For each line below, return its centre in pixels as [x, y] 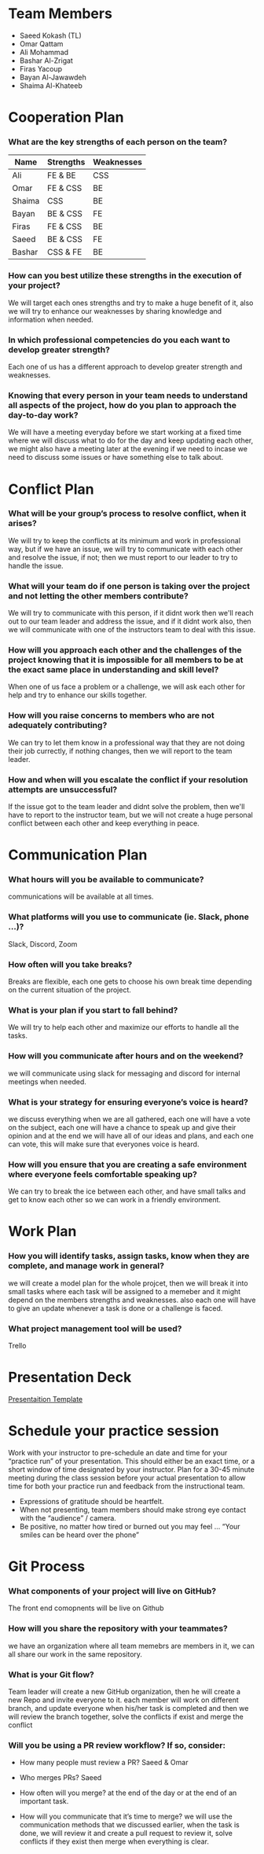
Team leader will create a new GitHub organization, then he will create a [125, 1691]
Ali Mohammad [44, 52]
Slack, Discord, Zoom [43, 944]
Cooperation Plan [66, 118]
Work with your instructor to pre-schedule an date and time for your [118, 1452]
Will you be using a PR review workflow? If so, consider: [117, 1745]
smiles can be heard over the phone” [79, 1535]
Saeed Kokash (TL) [51, 35]
